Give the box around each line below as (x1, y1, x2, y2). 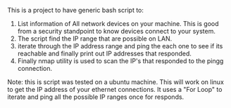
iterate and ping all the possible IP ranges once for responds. (7, 93, 185, 101)
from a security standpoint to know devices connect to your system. (17, 27, 216, 35)
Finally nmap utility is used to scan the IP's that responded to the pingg (17, 57, 224, 65)
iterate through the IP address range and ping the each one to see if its (17, 42, 223, 50)
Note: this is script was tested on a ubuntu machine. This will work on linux (7, 78, 224, 86)
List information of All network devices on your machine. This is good (17, 20, 220, 27)
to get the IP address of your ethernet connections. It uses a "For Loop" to (7, 86, 223, 93)
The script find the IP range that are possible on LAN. (17, 34, 173, 43)
